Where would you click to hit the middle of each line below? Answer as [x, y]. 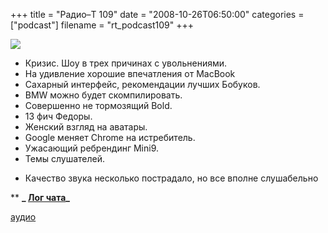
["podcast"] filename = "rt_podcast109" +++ [102, 25]
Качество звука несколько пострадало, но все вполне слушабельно [171, 178]
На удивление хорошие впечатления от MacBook [130, 73]
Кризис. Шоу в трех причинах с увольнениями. [126, 63]
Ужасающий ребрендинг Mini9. [92, 148]
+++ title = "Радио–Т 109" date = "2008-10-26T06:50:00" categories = [157, 14]
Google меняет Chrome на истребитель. [110, 137]
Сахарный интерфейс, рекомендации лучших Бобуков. [142, 84]
